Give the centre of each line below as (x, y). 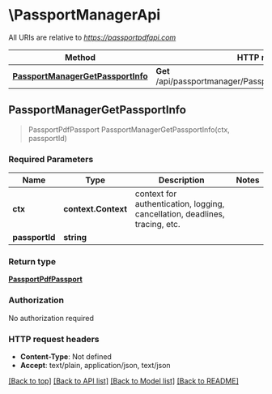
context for (156, 194)
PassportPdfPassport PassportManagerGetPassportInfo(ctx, (129, 129)
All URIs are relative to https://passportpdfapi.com (92, 37)
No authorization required (51, 318)
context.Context (96, 209)
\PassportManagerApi (85, 15)
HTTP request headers (54, 339)
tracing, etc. (157, 225)
